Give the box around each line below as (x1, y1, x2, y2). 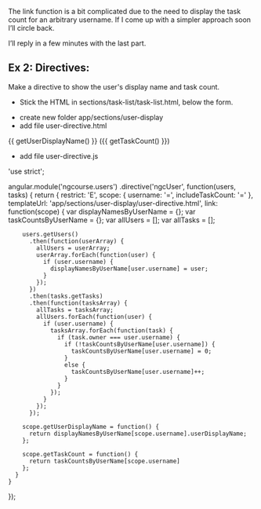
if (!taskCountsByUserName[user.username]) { (63, 340, 216, 348)
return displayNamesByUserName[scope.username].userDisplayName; (28, 430, 247, 438)
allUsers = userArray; (36, 244, 111, 252)
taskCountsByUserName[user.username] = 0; (71, 347, 212, 355)
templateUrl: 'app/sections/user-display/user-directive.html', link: (8, 198, 218, 207)
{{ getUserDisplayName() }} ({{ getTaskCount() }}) (8, 136, 170, 145)
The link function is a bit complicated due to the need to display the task (8, 7, 241, 16)
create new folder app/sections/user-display (19, 112, 164, 122)
